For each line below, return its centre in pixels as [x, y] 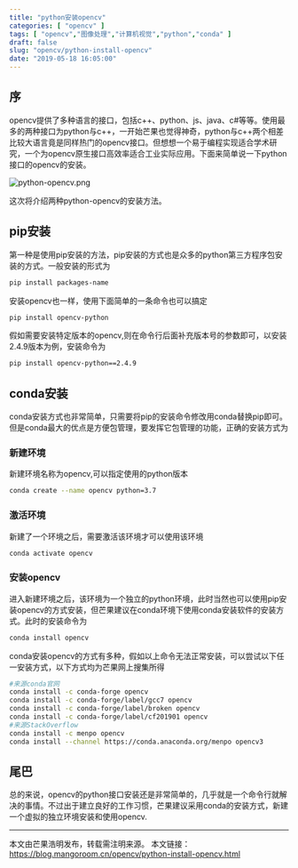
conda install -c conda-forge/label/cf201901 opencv [109, 717]
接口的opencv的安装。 [50, 165]
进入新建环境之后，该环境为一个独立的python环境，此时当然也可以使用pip [144, 599]
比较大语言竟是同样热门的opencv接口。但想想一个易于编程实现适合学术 [139, 142]
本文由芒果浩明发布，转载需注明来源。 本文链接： [100, 844]
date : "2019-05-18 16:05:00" [63, 59]
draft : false [33, 42]
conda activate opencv [51, 553]
